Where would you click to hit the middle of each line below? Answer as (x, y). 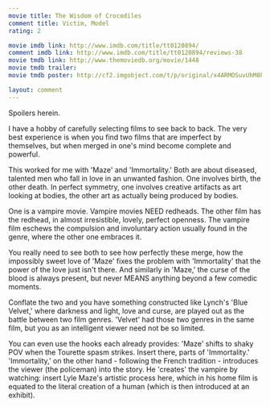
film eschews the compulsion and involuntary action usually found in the (128, 228)
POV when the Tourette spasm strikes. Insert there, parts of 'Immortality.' (129, 352)
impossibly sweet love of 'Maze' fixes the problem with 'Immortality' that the (135, 261)
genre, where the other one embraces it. (75, 237)
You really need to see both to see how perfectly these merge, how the (126, 252)
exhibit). (22, 395)
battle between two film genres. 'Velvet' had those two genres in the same (131, 319)
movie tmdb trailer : (43, 68)
